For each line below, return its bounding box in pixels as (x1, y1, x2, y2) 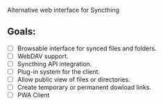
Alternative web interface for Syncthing (7, 6, 120, 14)
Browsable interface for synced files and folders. (17, 44, 157, 52)
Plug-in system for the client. (17, 68, 101, 75)
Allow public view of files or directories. (17, 75, 130, 84)
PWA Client (17, 91, 50, 99)
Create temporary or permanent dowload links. (17, 83, 151, 92)
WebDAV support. (17, 52, 69, 60)
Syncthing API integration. (17, 59, 92, 68)
